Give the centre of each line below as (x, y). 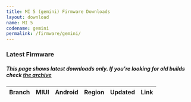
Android (67, 93)
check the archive (29, 75)
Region (94, 93)
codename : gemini (28, 28)
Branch (20, 93)
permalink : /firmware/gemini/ (44, 34)
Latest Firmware (30, 55)
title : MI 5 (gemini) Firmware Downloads (58, 12)
